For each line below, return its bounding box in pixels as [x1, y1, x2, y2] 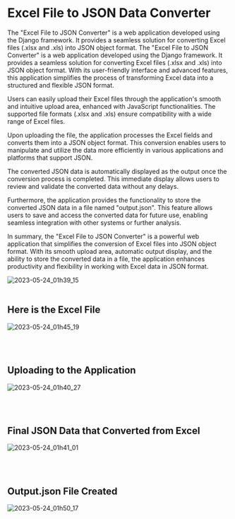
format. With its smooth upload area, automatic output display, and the [7, 247, 212, 255]
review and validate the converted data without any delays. [7, 182, 179, 190]
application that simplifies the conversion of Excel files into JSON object [7, 239, 217, 248]
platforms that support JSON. [7, 153, 93, 162]
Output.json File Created [7, 485, 118, 497]
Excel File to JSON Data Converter [7, 5, 211, 21]
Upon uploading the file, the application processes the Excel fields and [7, 131, 213, 139]
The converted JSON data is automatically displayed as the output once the [7, 167, 227, 175]
